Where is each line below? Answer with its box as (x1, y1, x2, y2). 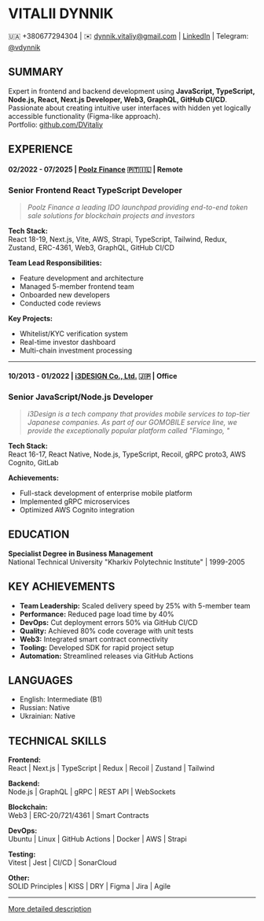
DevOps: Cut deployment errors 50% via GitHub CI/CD (19, 617, 198, 627)
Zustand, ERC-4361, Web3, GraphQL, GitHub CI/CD (8, 243, 175, 253)
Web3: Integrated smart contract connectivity (19, 634, 169, 644)
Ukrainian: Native (19, 712, 76, 721)
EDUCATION (8, 528, 70, 542)
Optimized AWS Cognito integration (19, 505, 135, 514)
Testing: (8, 849, 36, 859)
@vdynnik (8, 43, 41, 52)
